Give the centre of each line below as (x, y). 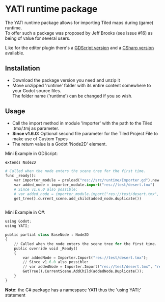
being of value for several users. (38, 38)
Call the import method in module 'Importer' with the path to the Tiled (82, 123)
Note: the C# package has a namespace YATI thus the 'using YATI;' (73, 290)
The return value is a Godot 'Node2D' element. (59, 144)
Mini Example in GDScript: (31, 153)
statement (15, 295)
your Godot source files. (37, 90)
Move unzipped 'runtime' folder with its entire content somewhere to (82, 85)
